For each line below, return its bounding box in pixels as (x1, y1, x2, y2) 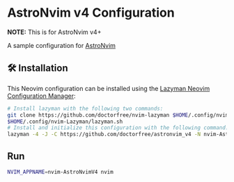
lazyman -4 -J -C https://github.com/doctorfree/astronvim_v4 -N (7, 131, 201, 138)
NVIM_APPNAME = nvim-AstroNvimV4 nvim (7, 168, 114, 175)
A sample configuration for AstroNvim (7, 41, 116, 49)
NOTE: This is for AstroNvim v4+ (7, 28, 102, 36)
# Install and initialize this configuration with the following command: (7, 124, 229, 131)
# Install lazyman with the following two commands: (7, 105, 164, 112)
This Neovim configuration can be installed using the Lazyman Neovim (7, 84, 210, 92)
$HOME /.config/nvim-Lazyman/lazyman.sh (7, 118, 123, 125)
